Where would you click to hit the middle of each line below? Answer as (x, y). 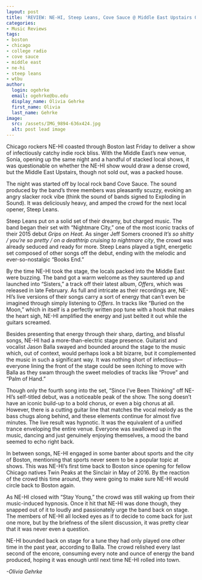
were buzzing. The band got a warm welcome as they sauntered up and (95, 277)
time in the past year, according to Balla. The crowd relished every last (93, 547)
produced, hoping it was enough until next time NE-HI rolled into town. (93, 560)
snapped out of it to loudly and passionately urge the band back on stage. (98, 510)
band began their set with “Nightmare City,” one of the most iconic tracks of (100, 227)
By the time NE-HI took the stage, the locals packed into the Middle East (96, 271)
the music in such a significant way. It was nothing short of (79, 360)
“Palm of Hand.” (26, 379)
